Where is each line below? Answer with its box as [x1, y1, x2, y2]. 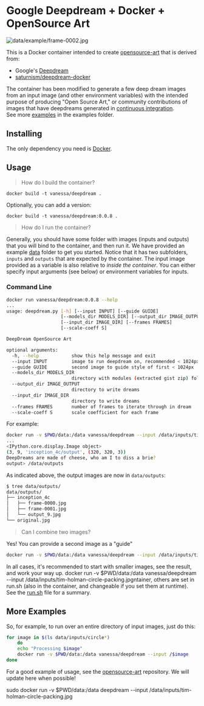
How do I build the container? [21, 178, 95, 186]
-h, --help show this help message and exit [12, 353, 156, 359]
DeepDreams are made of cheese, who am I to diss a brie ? [6, 454, 156, 461]
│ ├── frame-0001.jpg [6, 506, 67, 512]
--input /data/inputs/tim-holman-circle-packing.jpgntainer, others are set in [6, 576, 195, 583]
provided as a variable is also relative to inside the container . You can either [6, 261, 195, 269]
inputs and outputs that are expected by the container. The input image [6, 255, 185, 262]
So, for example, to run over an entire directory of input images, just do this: [6, 623, 196, 630]
